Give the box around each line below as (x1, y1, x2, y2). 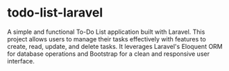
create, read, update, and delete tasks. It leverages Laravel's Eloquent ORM (7, 42, 223, 50)
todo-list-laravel (7, 5, 103, 21)
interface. (7, 57, 35, 65)
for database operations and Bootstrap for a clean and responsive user (7, 50, 210, 58)
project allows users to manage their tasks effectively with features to (7, 34, 206, 43)
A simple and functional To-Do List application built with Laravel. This (7, 28, 205, 36)
